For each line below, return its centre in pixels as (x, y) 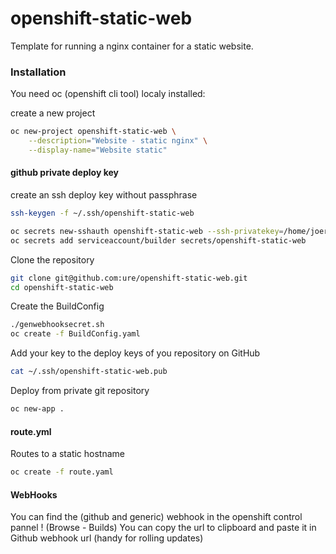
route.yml (31, 431)
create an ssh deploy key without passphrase (104, 195)
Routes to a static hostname (67, 454)
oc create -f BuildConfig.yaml (75, 334)
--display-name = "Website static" (98, 150)
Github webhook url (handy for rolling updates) (107, 538)
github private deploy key (64, 173)
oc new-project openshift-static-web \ (93, 132)
